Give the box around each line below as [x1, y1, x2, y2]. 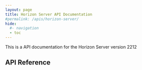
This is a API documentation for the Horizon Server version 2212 [5, 44, 137, 50]
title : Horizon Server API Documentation [5, 12, 93, 17]
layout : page [5, 7, 32, 12]
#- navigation [9, 26, 39, 31]
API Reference [5, 58, 51, 67]
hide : [5, 21, 16, 26]
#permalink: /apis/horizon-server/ [5, 16, 79, 21]
